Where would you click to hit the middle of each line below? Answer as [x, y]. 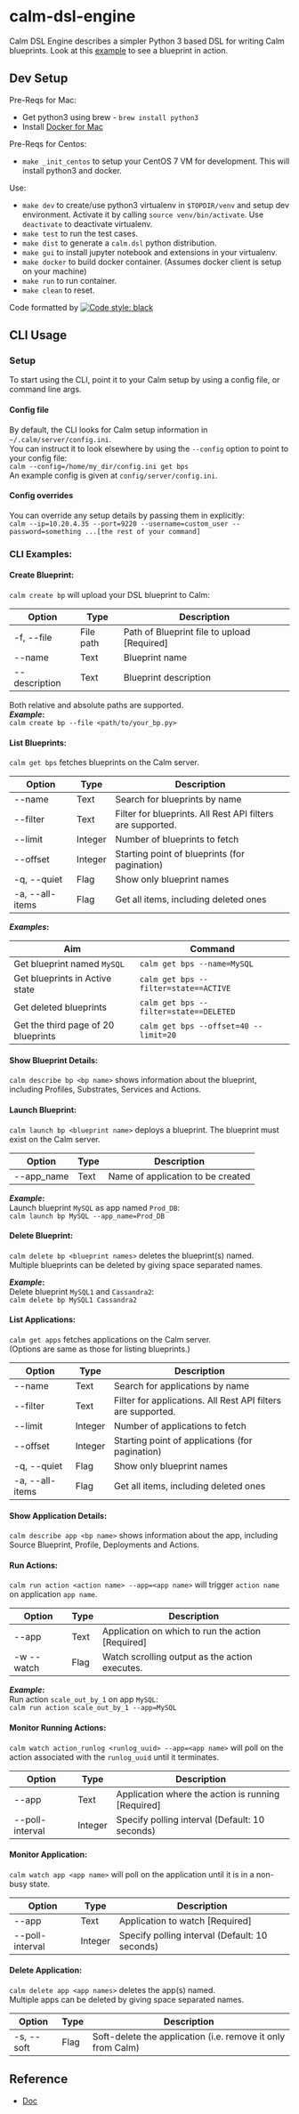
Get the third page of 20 [64, 1025]
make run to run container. [69, 280]
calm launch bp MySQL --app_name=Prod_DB [87, 1216]
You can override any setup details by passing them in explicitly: [127, 515]
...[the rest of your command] [143, 531]
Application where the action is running [198, 1794]
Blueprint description [167, 677]
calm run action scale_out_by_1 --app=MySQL [93, 1708]
